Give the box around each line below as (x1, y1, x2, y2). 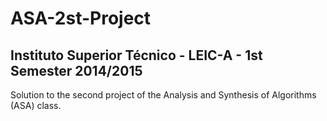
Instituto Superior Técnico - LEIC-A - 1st (10, 47, 263, 64)
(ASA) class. (10, 100, 62, 111)
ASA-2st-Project (10, 7, 152, 30)
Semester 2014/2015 (10, 62, 143, 79)
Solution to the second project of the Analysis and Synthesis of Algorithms (10, 89, 317, 101)
